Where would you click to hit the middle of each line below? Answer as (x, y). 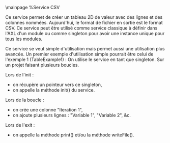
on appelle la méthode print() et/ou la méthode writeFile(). (73, 135)
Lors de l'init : (20, 75)
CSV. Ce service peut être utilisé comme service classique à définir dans (81, 28)
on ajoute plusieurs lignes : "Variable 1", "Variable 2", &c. (72, 115)
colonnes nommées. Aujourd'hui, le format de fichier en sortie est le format (84, 23)
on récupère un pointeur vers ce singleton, (57, 84)
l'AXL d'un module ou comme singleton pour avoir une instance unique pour (85, 33)
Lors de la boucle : (25, 100)
